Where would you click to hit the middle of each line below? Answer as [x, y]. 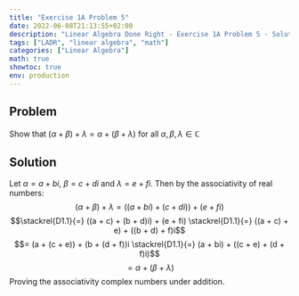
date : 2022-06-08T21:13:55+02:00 [71, 26]
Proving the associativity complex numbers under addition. [117, 282]
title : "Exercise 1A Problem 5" [69, 17]
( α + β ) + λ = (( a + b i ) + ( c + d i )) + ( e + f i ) [149, 207]
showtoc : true [36, 68]
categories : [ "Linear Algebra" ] [69, 51]
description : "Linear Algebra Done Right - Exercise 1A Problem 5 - [139, 34]
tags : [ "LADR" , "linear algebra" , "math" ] [89, 42]
